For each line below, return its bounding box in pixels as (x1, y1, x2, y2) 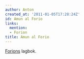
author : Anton (5, 7, 34, 12)
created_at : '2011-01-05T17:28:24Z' (5, 12, 80, 17)
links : (5, 21, 19, 26)
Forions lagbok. (5, 48, 37, 54)
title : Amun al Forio (5, 35, 50, 40)
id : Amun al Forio (5, 16, 43, 21)
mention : (9, 26, 28, 30)
